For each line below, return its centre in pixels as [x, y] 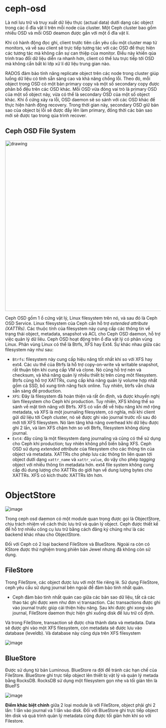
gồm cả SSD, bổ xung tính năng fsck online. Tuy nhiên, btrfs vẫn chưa [83, 386]
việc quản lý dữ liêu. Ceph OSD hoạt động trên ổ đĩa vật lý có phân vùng [79, 339]
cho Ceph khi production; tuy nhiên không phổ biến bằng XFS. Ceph [82, 443]
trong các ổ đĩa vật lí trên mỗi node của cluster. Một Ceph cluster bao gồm [81, 27]
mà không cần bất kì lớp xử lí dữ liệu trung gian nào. [58, 64]
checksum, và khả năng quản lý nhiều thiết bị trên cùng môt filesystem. [85, 375]
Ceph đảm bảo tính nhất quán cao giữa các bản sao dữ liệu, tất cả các [84, 597]
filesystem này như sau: [29, 349]
